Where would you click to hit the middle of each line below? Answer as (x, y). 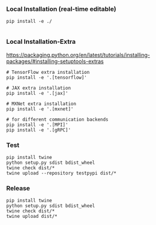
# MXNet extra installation (41, 104)
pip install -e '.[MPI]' (37, 125)
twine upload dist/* (32, 217)
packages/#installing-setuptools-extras (55, 61)
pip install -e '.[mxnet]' (40, 109)
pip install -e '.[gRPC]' (38, 130)
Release (18, 188)
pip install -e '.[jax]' (37, 93)
